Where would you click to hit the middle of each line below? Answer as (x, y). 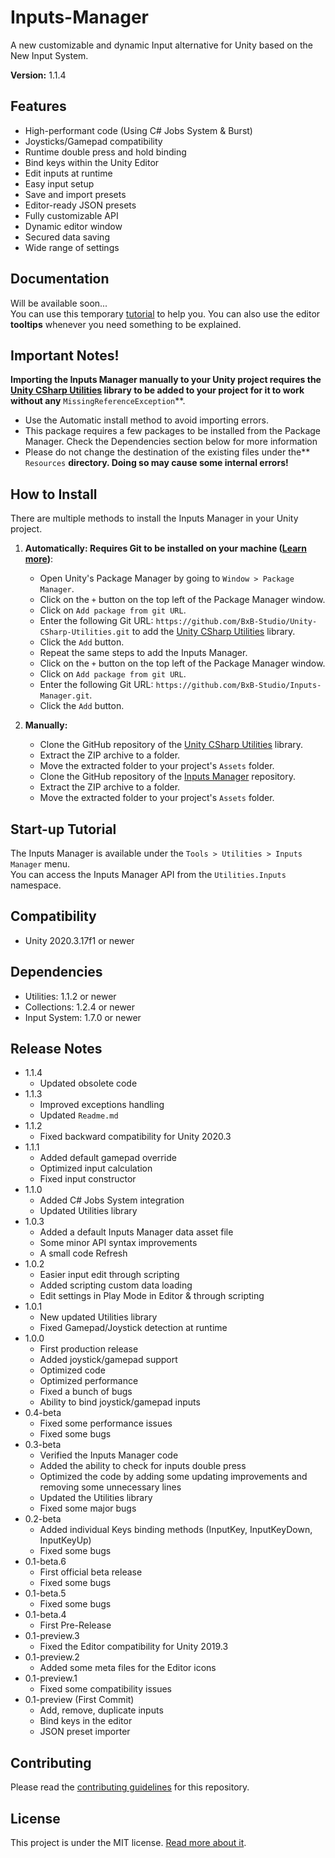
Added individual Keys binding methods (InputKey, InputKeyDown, (176, 1530)
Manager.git (64, 696)
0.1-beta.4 (45, 1615)
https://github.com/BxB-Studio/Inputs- (238, 686)
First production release (89, 1349)
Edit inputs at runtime (68, 173)
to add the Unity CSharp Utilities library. (213, 632)
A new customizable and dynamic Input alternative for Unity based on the (161, 45)
